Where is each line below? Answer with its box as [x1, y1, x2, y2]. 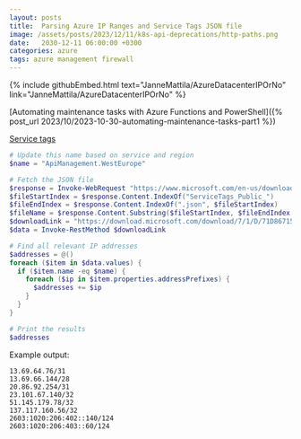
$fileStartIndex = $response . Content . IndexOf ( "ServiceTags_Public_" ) [9, 192, 275, 201]
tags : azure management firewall [9, 55, 134, 64]
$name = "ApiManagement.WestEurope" [9, 159, 146, 168]
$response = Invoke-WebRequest [9, 183, 126, 193]
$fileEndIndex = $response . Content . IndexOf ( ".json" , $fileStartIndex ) [9, 200, 279, 209]
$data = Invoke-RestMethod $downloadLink [9, 225, 167, 234]
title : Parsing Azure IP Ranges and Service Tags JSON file [9, 22, 243, 31]
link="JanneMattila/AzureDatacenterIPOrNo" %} [9, 89, 186, 100]
